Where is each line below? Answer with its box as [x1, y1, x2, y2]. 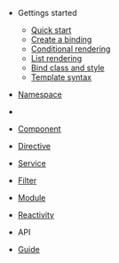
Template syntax [30, 72, 92, 83]
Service [17, 158, 46, 168]
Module [17, 193, 46, 203]
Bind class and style [30, 62, 105, 73]
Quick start [30, 25, 72, 35]
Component [17, 124, 61, 134]
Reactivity [17, 210, 55, 220]
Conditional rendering [30, 44, 111, 54]
